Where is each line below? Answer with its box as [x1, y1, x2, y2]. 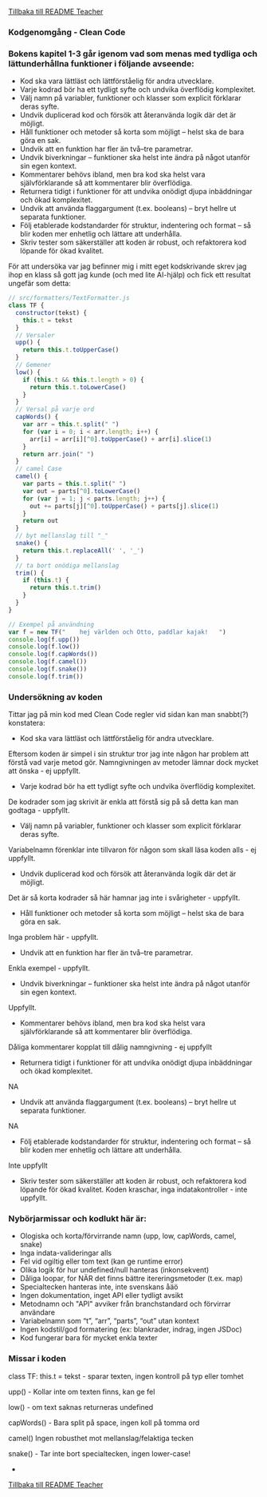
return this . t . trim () [29, 583, 102, 592]
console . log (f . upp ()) [8, 635, 80, 643]
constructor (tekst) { [15, 309, 88, 317]
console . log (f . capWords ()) [8, 651, 98, 659]
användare [19, 1308, 56, 1317]
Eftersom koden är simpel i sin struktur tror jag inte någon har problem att [8, 749, 249, 758]
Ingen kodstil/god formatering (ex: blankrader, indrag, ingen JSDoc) [19, 1324, 242, 1334]
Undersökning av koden [8, 691, 103, 703]
